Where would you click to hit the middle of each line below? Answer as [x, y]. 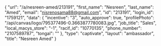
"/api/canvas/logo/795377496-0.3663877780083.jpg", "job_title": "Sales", [81, 23]
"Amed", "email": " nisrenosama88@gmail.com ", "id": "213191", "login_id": [80, 12]
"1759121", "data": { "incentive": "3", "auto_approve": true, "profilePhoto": [80, 18]
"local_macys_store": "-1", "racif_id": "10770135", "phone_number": [73, 28]
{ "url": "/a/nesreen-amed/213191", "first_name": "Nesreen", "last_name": [79, 7]
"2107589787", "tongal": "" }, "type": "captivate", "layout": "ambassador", [80, 33]
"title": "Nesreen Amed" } [31, 39]
